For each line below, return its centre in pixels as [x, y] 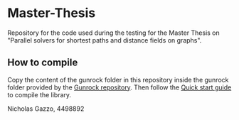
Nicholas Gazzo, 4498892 [46, 109]
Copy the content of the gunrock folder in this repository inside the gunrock [118, 80]
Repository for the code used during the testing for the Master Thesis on [114, 33]
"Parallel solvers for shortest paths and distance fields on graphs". [105, 40]
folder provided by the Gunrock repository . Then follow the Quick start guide [119, 87]
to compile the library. [39, 94]
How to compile [43, 63]
